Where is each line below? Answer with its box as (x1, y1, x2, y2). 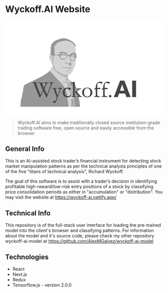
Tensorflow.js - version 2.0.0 (12, 282, 72, 288)
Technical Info (5, 209, 51, 217)
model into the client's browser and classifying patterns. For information (5, 227, 154, 234)
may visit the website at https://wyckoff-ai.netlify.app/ (5, 194, 117, 200)
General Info (5, 144, 45, 153)
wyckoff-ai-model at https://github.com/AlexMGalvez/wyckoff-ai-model (5, 238, 154, 244)
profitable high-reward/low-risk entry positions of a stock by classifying (5, 184, 154, 190)
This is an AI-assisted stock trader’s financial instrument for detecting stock (5, 158, 161, 164)
